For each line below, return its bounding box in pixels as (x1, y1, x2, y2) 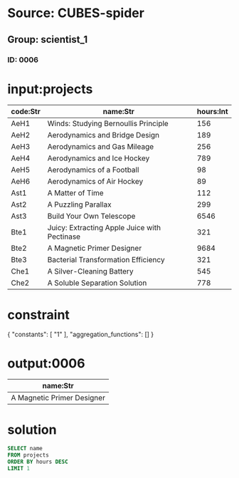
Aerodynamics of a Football (47, 165, 139, 175)
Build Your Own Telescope (47, 212, 136, 222)
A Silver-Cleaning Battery (47, 266, 134, 276)
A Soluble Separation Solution (47, 278, 147, 288)
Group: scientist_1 (7, 33, 87, 46)
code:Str (11, 107, 41, 117)
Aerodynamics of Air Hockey (47, 177, 144, 187)
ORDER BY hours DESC (7, 458, 69, 465)
